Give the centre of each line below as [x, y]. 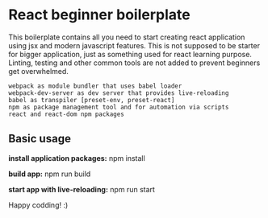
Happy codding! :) [38, 205]
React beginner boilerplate [100, 15]
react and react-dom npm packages [67, 114]
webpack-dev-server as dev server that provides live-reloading [119, 93]
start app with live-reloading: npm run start [82, 189]
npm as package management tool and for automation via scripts [119, 107]
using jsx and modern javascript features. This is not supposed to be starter [134, 45]
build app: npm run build [50, 174]
